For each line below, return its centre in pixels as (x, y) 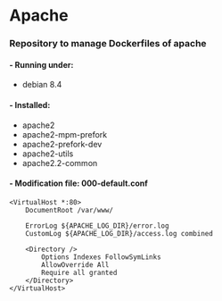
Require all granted (79, 272)
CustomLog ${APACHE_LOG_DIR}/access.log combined (119, 233)
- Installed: (30, 105)
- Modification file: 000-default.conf (79, 183)
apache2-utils (48, 154)
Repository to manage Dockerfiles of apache (108, 44)
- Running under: (41, 64)
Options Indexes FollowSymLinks (102, 257)
